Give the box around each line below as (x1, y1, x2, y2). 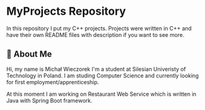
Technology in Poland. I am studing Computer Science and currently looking (6, 72, 199, 79)
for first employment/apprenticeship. (6, 78, 99, 85)
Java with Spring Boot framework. (6, 96, 93, 104)
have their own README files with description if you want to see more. (6, 31, 185, 38)
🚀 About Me (6, 49, 52, 60)
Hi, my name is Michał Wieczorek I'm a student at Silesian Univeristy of (6, 65, 186, 73)
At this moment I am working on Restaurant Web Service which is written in (6, 90, 196, 98)
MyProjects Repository (6, 4, 126, 18)
